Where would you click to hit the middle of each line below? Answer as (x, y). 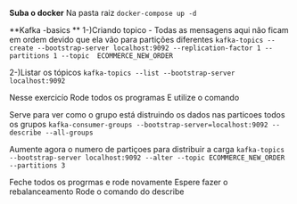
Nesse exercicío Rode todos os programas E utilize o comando (124, 98)
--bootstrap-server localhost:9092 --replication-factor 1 (149, 48)
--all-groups (69, 133)
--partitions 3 (37, 166)
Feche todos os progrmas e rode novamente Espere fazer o (119, 182)
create (21, 48)
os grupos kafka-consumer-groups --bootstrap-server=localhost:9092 (139, 124)
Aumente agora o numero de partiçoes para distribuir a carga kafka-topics (147, 149)
